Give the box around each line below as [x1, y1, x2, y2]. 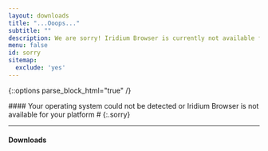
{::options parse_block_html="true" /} [8, 85, 132, 95]
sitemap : [8, 57, 37, 65]
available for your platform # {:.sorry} [8, 109, 131, 119]
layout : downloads [8, 11, 69, 20]
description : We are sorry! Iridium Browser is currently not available [8, 34, 255, 42]
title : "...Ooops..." [8, 19, 81, 27]
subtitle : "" [8, 26, 52, 34]
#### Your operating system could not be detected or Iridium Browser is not [8, 101, 259, 110]
